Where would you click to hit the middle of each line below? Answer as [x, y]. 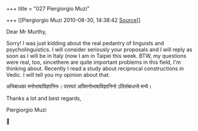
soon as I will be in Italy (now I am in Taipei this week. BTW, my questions [96, 56]
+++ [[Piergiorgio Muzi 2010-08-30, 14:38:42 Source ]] [73, 20]
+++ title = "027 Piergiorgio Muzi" [48, 9]
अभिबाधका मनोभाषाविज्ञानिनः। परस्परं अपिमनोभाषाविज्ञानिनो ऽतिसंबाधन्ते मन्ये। [79, 86]
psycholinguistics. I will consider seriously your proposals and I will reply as [99, 49]
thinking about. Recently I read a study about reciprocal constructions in [95, 68]
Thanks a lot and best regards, [44, 98]
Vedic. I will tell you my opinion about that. [58, 75]
